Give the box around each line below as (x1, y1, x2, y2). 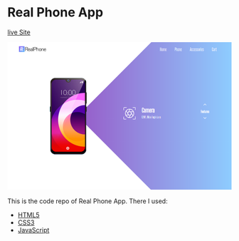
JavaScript (17, 225, 50, 234)
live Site (7, 28, 31, 36)
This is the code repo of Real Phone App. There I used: (7, 197, 169, 205)
